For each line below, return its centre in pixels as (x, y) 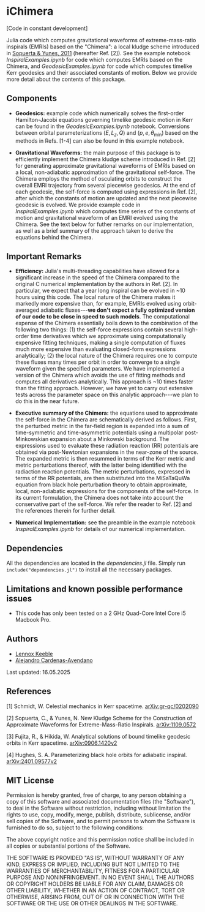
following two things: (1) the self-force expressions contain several (99, 330)
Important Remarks (44, 256)
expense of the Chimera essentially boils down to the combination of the (106, 323)
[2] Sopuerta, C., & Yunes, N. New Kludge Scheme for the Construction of (99, 718)
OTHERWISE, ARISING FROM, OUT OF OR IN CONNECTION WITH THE (95, 897)
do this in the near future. (47, 401)
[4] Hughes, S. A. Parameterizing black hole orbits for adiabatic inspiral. (97, 755)
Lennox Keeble (34, 654)
